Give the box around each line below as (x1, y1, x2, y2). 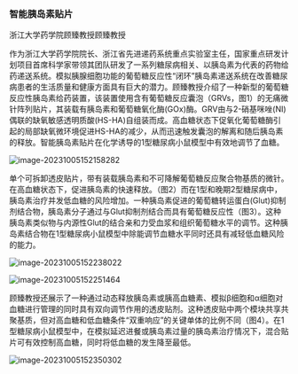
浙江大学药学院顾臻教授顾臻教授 (9, 29, 126, 41)
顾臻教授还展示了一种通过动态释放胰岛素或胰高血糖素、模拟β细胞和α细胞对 (9, 292, 284, 303)
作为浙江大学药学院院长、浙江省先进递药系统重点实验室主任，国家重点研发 (9, 49, 281, 59)
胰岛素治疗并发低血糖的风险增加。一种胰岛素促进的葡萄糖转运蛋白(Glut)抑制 (9, 195, 286, 206)
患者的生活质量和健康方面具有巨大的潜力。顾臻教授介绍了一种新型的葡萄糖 (16, 82, 289, 92)
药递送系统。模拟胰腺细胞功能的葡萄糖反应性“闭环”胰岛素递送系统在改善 (9, 71, 273, 82)
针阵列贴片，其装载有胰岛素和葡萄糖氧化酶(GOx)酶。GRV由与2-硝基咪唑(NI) (9, 104, 286, 114)
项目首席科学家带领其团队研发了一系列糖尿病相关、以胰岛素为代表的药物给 (16, 59, 289, 70)
